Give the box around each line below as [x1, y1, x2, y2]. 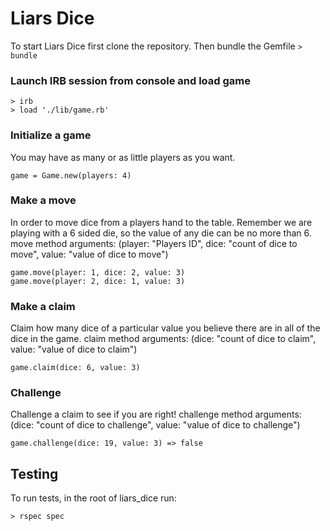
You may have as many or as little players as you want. [10, 151, 236, 163]
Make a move [10, 193, 77, 207]
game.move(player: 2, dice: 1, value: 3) [10, 276, 186, 286]
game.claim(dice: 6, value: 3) [10, 363, 141, 373]
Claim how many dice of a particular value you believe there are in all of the [10, 322, 321, 334]
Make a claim [10, 299, 76, 313]
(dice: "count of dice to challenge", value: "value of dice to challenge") [10, 419, 301, 431]
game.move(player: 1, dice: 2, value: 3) [10, 267, 186, 277]
